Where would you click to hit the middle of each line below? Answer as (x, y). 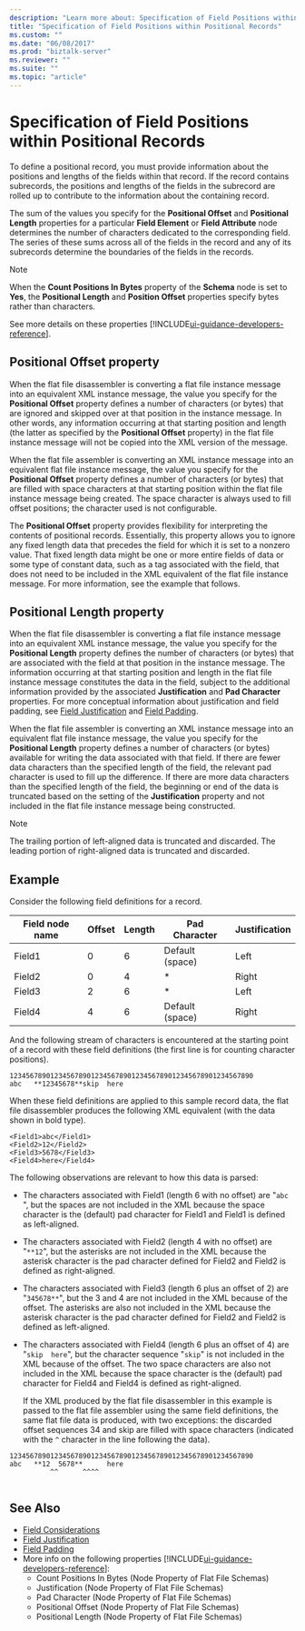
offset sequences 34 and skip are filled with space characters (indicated (158, 1430)
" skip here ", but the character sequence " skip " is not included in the (153, 1355)
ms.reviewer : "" (40, 60)
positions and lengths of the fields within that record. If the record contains (149, 176)
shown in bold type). (48, 1120)
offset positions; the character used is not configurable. (113, 508)
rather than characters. (52, 306)
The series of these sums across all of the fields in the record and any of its (151, 242)
